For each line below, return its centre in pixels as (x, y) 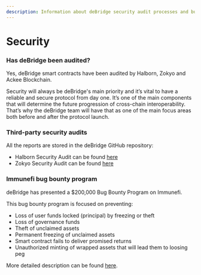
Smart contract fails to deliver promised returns (73, 241)
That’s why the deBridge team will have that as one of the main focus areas (99, 110)
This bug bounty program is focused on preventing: (70, 204)
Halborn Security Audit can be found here (66, 157)
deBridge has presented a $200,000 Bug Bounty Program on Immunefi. (94, 192)
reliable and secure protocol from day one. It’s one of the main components (99, 98)
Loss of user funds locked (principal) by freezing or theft (85, 215)
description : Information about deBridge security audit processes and (97, 12)
